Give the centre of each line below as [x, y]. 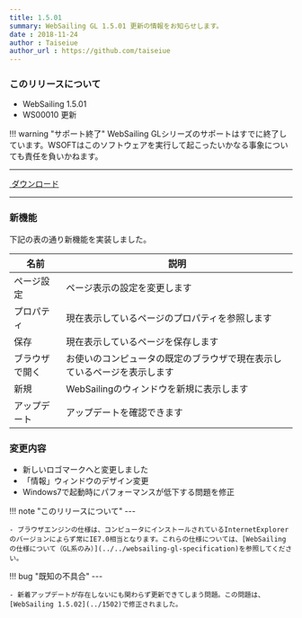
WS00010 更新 [49, 115]
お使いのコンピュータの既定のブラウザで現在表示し [174, 358]
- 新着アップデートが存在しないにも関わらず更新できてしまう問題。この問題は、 [137, 595]
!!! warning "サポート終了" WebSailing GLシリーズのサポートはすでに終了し [148, 134]
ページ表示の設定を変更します [129, 287]
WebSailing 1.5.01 [54, 104]
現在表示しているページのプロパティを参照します [169, 318]
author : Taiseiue [44, 43]
